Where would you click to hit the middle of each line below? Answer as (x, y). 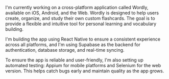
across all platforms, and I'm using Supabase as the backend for (73, 45)
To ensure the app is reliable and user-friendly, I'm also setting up (75, 60)
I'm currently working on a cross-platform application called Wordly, (77, 7)
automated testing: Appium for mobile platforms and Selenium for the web (83, 65)
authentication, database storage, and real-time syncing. (65, 50)
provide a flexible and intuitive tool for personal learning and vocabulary (81, 24)
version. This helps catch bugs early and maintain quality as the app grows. (85, 71)
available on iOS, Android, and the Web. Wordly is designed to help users (82, 13)
